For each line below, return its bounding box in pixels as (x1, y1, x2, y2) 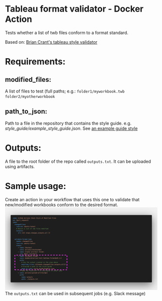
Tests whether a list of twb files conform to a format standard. (5, 30, 129, 35)
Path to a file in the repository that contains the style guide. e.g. (5, 120, 132, 126)
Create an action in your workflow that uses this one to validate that (5, 196, 140, 202)
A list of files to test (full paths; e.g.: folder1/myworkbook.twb (5, 88, 125, 94)
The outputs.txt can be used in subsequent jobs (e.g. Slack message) (5, 291, 146, 297)
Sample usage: (5, 180, 66, 191)
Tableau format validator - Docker (5, 3, 144, 15)
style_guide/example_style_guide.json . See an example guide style (5, 125, 138, 131)
